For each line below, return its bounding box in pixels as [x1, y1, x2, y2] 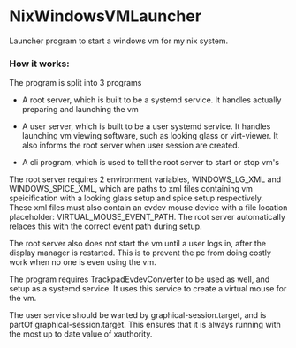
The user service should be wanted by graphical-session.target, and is [9, 310, 267, 321]
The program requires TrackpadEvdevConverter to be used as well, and [9, 274, 270, 284]
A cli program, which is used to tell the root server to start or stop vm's [21, 157, 280, 168]
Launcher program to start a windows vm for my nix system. [9, 35, 229, 46]
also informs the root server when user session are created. [21, 140, 240, 151]
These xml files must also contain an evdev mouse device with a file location [9, 202, 288, 213]
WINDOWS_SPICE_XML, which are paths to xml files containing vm [9, 184, 254, 194]
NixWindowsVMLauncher [9, 6, 201, 26]
